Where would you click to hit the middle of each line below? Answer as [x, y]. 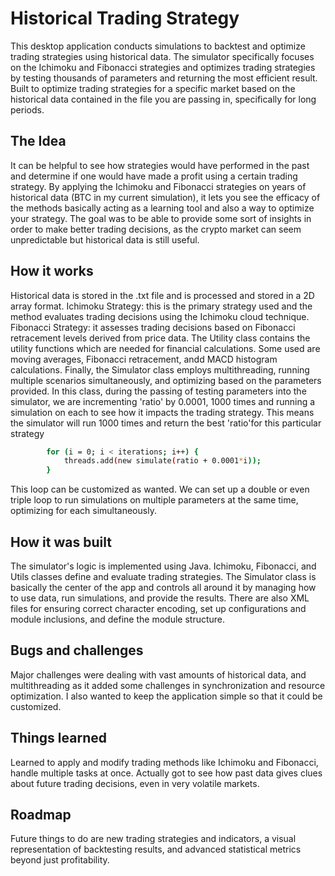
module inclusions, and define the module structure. [118, 619]
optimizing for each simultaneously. [83, 511]
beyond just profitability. [60, 860]
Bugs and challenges [77, 650]
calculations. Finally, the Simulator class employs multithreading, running [160, 369]
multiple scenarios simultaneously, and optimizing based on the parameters [166, 380]
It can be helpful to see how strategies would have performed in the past [160, 165]
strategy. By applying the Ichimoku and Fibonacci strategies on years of [158, 186]
